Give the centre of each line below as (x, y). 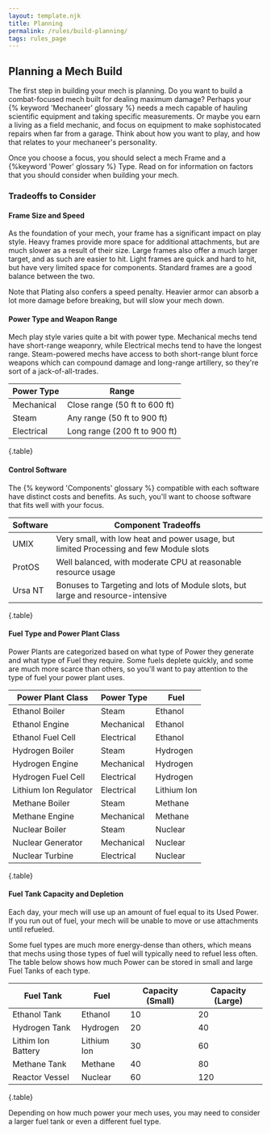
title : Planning (35, 23)
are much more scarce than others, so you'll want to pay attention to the (128, 669)
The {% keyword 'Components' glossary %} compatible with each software (134, 488)
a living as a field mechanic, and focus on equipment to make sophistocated (135, 125)
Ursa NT (28, 590)
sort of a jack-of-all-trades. (54, 371)
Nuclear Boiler (40, 829)
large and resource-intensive (112, 595)
